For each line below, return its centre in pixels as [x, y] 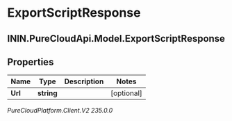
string [47, 93]
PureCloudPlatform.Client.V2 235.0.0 [60, 111]
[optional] [126, 93]
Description [84, 81]
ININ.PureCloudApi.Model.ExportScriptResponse [116, 39]
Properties [31, 62]
